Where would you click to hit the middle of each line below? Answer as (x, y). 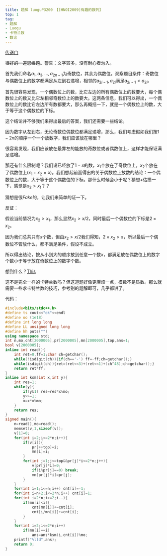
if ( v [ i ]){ (33, 443)
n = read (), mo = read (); (35, 424)
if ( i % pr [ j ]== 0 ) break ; (55, 470)
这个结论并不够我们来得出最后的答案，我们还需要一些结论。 (66, 121)
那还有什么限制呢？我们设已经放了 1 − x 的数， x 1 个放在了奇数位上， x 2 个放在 (82, 166)
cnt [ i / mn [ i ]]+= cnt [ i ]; (55, 512)
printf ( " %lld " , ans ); (35, 540)
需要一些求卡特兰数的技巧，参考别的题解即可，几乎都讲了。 (66, 288)
